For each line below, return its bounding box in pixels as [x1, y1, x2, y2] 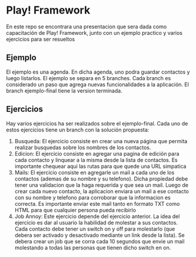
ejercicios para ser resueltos [6, 35, 75, 42]
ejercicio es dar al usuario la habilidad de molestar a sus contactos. [14, 219, 178, 226]
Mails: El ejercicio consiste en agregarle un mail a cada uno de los [14, 169, 175, 176]
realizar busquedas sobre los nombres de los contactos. [14, 144, 151, 151]
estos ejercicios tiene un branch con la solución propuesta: [6, 126, 150, 133]
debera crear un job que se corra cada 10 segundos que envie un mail [14, 238, 185, 245]
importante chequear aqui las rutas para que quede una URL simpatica [14, 163, 187, 170]
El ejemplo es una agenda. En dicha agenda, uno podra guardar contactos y [6, 68, 190, 75]
